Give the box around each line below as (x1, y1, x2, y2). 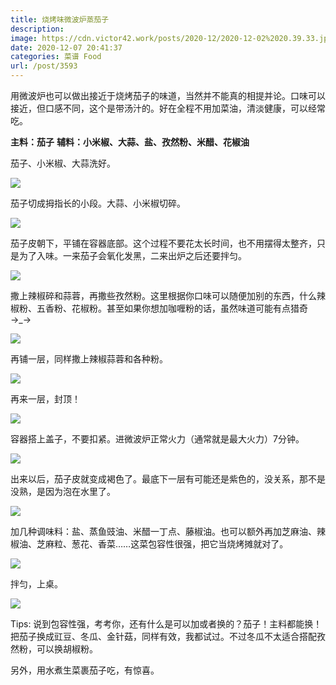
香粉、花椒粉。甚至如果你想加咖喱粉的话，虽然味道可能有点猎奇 (44, 302, 308, 314)
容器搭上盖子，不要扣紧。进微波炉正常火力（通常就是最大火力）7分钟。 (10, 433, 305, 445)
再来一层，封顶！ (10, 393, 81, 405)
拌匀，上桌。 (10, 578, 63, 590)
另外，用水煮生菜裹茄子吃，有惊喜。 (10, 664, 160, 676)
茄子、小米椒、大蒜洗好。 (10, 157, 116, 169)
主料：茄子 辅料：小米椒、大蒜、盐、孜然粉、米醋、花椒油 (10, 136, 250, 148)
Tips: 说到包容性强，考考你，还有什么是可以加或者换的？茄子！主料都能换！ (10, 618, 323, 630)
